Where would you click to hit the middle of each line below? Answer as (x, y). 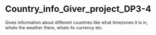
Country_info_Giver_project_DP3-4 (78, 9)
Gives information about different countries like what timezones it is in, (77, 22)
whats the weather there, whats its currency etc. (54, 27)
